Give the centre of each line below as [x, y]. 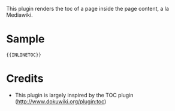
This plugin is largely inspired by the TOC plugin [74, 95]
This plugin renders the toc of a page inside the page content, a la [88, 9]
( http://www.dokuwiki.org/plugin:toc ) [61, 101]
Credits [25, 78]
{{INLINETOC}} [24, 55]
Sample [25, 39]
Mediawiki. [19, 15]
